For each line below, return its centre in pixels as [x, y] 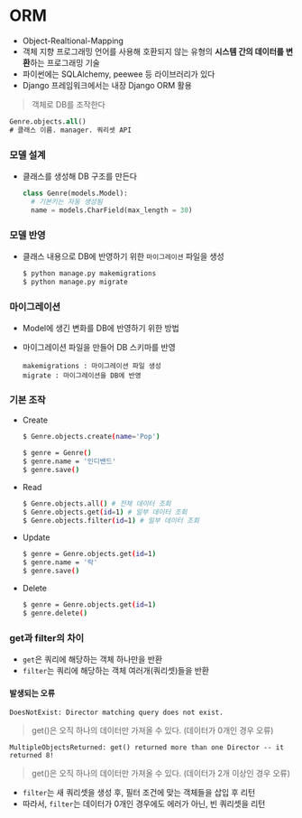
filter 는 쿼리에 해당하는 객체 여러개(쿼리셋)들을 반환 [116, 671]
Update [36, 537]
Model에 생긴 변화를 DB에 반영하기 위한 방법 [101, 328]
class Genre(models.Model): [75, 193]
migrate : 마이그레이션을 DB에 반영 [82, 376]
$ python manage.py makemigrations [89, 273]
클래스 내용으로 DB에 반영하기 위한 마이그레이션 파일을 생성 [123, 256]
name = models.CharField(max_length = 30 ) [112, 210]
